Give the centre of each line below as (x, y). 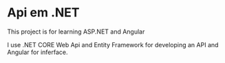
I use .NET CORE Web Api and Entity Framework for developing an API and (113, 45)
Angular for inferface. (37, 52)
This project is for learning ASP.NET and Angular (76, 32)
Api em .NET (44, 13)
